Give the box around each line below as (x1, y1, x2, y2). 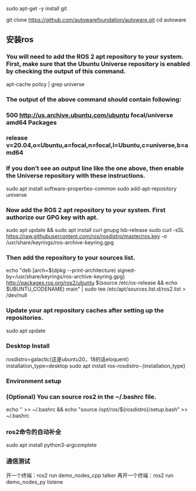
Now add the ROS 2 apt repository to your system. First (6, 206, 166, 214)
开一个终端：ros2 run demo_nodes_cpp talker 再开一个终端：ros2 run (6, 472, 174, 479)
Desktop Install (6, 342, 50, 350)
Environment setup (6, 377, 61, 385)
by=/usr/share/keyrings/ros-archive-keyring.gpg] (6, 273, 125, 280)
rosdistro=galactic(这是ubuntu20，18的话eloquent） (6, 356, 133, 363)
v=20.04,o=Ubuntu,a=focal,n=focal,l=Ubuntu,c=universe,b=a (6, 141, 188, 149)
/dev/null (6, 292, 27, 299)
